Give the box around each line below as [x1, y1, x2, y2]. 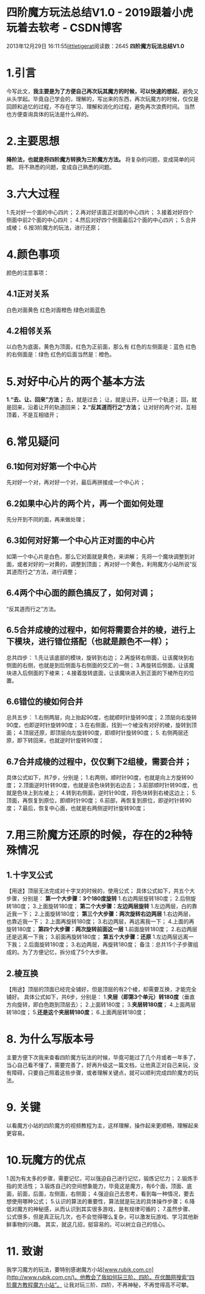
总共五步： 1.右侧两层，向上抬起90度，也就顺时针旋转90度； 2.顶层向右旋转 [6, 714, 197, 721]
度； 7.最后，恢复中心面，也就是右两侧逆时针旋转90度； [6, 804, 147, 812]
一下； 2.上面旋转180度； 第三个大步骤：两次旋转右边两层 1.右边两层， [16, 910, 194, 918]
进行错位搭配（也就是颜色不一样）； [38, 637, 171, 647]
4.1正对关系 [6, 289, 49, 299]
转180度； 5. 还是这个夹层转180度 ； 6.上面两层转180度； [6, 1008, 148, 1016]
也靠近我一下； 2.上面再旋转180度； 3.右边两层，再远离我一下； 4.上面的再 [6, 918, 195, 925]
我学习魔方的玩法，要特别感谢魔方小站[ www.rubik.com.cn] [6, 1266, 154, 1273]
